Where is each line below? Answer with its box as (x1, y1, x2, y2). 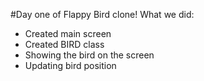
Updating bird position (24, 60, 117, 71)
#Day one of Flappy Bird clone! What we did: (10, 9, 195, 20)
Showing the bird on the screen (24, 49, 155, 61)
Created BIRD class (24, 39, 105, 50)
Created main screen (24, 28, 112, 39)
